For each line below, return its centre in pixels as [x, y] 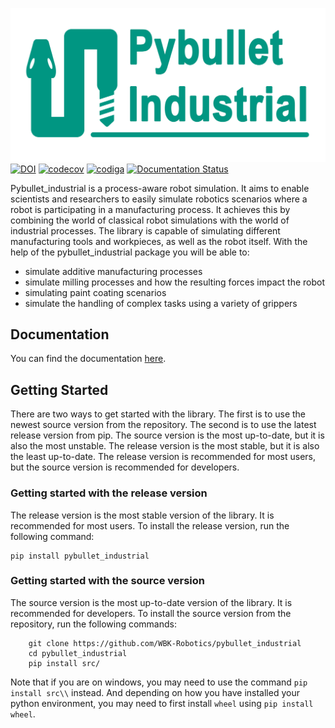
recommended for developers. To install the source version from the [151, 613]
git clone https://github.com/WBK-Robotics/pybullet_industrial [165, 643]
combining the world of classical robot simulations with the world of [150, 220]
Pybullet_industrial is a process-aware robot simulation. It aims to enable [160, 188]
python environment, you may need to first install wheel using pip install [162, 703]
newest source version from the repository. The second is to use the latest [163, 425]
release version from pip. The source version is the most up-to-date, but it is [167, 435]
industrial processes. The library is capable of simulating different [145, 230]
